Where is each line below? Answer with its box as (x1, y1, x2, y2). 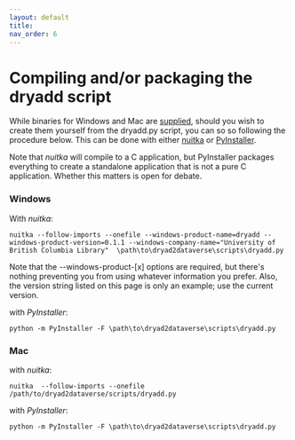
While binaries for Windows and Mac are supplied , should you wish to (9, 116, 265, 127)
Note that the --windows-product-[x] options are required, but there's (9, 261, 265, 271)
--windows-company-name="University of (128, 238, 276, 247)
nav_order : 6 (9, 29, 58, 38)
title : (9, 21, 34, 30)
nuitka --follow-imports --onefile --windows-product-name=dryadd (9, 230, 260, 240)
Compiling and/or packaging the (9, 67, 253, 88)
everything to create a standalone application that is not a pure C (9, 161, 247, 172)
